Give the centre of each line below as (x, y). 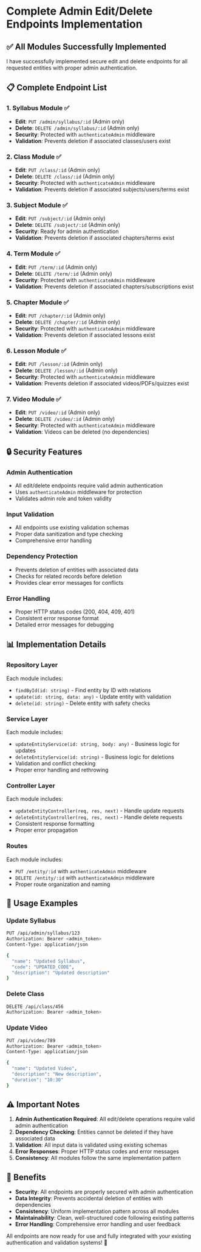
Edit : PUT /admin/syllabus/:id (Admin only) (70, 121)
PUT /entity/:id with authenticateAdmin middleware (81, 871)
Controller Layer (31, 785)
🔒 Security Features (44, 452)
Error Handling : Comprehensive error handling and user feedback (98, 1225)
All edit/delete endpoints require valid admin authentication (89, 485)
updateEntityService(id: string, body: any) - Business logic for (97, 744)
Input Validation (30, 515)
